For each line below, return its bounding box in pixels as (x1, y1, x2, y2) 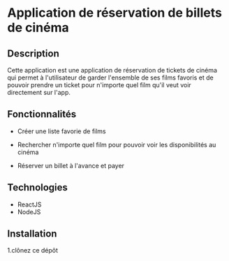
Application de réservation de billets (7, 5, 222, 21)
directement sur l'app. (7, 89, 71, 96)
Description (7, 47, 59, 59)
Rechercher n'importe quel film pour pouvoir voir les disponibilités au (17, 140, 216, 149)
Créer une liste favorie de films (17, 127, 106, 135)
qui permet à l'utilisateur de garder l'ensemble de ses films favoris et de (7, 73, 214, 82)
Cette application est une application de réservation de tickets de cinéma (7, 66, 218, 74)
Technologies (7, 181, 68, 193)
